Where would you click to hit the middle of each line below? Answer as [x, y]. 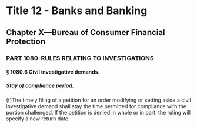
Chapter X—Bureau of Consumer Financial [86, 32]
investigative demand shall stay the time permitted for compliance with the [96, 106]
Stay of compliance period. [40, 85]
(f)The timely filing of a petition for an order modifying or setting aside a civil [98, 100]
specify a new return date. [38, 119]
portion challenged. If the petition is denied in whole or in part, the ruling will [98, 113]
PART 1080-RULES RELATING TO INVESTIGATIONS [80, 58]
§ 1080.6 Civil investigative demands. [53, 72]
